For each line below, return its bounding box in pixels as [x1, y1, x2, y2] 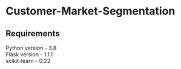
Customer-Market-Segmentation [5, 4, 176, 18]
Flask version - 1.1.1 [5, 51, 53, 58]
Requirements [5, 28, 60, 39]
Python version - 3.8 [5, 44, 57, 51]
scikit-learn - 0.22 [5, 57, 51, 64]
